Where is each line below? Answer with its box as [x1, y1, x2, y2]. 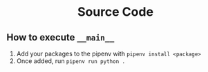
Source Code [77, 4, 153, 20]
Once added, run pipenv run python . [16, 57, 126, 65]
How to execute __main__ [6, 32, 115, 43]
